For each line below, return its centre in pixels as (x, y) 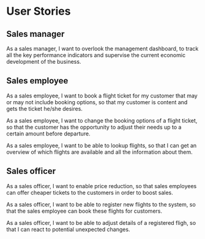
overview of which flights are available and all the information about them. (99, 152)
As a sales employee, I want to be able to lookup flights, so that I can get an (102, 145)
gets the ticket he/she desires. (44, 108)
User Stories (39, 11)
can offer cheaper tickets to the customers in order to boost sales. (90, 192)
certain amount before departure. (48, 134)
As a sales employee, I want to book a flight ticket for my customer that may (102, 96)
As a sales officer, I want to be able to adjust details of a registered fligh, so (101, 222)
